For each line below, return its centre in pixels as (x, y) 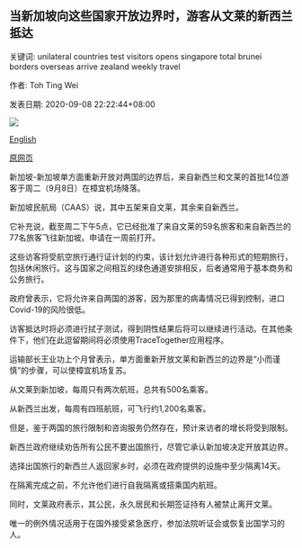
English (23, 139)
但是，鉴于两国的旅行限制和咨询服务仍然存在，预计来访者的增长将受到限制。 (151, 427)
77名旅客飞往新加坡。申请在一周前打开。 (85, 238)
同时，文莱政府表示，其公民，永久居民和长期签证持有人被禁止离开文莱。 (143, 504)
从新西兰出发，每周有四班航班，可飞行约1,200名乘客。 (110, 409)
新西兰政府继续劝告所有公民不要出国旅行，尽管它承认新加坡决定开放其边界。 (151, 446)
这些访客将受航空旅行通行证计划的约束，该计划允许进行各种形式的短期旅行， (151, 256)
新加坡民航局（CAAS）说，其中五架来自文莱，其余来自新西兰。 (127, 207)
